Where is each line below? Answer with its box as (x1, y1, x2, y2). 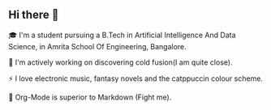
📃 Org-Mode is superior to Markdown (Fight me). (8, 92, 172, 102)
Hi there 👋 (8, 8, 59, 22)
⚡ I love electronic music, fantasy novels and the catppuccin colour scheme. (8, 74, 264, 83)
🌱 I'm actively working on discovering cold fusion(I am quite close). (8, 57, 233, 67)
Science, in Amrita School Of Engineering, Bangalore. (8, 41, 187, 51)
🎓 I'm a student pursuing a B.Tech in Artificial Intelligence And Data (8, 30, 237, 40)
